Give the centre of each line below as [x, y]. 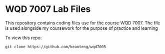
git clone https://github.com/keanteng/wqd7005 [56, 47]
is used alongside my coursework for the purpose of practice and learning [82, 28]
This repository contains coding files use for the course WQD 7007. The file [83, 23]
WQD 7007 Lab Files [48, 9]
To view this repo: [23, 38]
